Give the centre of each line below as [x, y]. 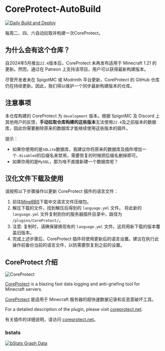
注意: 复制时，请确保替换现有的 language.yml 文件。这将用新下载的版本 [84, 226]
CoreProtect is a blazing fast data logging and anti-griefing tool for [73, 284]
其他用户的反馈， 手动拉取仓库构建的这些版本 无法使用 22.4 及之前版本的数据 [81, 122]
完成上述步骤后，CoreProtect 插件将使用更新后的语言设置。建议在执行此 [85, 239]
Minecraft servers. [24, 289]
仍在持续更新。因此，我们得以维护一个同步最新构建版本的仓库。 [70, 86]
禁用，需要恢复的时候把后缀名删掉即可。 [99, 155]
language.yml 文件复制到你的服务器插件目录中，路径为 [67, 214]
